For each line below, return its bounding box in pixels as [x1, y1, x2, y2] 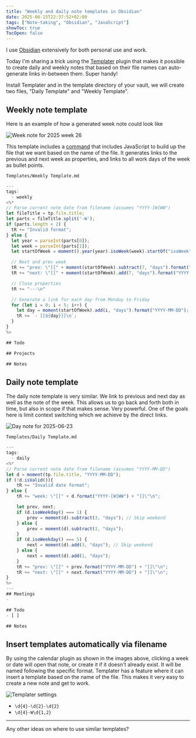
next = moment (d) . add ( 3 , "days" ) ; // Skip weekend [27, 542, 153, 548]
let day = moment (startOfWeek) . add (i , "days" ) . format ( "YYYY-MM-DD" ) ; [16, 307, 190, 313]
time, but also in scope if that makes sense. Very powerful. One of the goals [6, 405, 188, 412]
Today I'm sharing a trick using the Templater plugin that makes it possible [6, 58, 185, 65]
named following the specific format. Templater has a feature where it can [6, 667, 184, 674]
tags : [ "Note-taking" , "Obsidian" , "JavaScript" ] [6, 19, 129, 25]
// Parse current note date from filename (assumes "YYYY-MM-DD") [6, 466, 171, 472]
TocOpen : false [6, 30, 43, 36]
